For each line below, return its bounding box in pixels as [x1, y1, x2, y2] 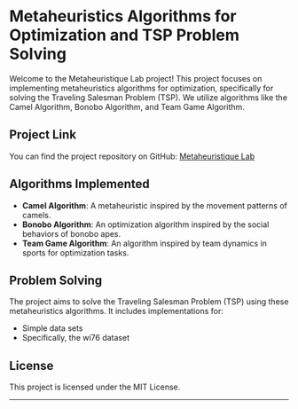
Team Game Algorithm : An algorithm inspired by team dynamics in [21, 238, 268, 248]
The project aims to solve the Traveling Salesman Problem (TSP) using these [9, 296, 289, 307]
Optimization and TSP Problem [9, 25, 239, 45]
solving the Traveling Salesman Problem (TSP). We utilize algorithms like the [9, 91, 288, 103]
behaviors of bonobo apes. [21, 228, 122, 239]
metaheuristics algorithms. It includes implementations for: [9, 306, 223, 317]
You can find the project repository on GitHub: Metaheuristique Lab [9, 151, 255, 161]
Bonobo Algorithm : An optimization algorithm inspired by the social [21, 219, 270, 230]
